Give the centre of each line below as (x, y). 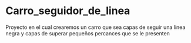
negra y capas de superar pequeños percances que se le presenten (88, 33)
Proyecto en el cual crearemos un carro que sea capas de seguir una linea (95, 27)
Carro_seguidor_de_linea (68, 11)
